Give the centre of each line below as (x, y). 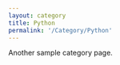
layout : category (37, 15)
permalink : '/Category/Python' (60, 30)
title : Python (32, 23)
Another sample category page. (61, 53)
